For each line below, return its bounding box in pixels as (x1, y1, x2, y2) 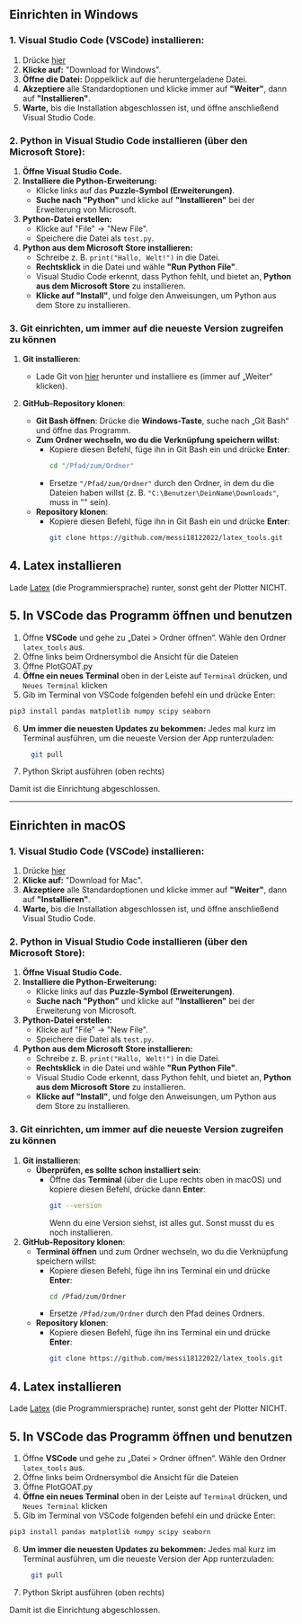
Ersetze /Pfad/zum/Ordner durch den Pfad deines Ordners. (49, 1308, 265, 1319)
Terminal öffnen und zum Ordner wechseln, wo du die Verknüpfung (35, 1246, 289, 1256)
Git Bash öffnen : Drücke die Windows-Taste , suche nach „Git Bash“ (35, 415, 289, 426)
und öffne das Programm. (35, 425, 131, 436)
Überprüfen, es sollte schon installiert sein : (35, 1164, 201, 1176)
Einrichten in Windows (9, 7, 139, 22)
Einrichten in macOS (9, 818, 126, 833)
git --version (49, 1201, 102, 1210)
